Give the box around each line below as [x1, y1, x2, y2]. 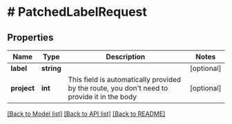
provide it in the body [68, 92, 137, 101]
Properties [7, 32, 54, 43]
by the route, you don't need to [68, 83, 168, 93]
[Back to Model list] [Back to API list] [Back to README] [7, 110, 166, 118]
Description [106, 52, 146, 61]
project [10, 83, 35, 93]
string [41, 63, 61, 73]
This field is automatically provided [68, 75, 182, 84]
